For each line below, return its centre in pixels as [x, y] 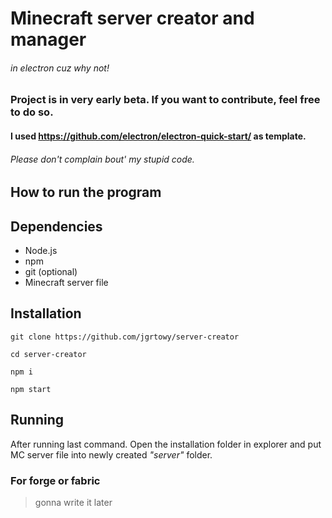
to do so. [32, 112]
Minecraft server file [66, 282]
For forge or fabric [55, 480]
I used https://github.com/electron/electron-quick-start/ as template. [158, 136]
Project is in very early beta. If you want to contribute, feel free [165, 100]
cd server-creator [48, 354]
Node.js [41, 250]
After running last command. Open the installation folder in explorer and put [166, 444]
